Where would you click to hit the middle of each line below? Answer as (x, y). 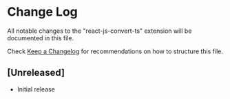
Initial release (36, 89)
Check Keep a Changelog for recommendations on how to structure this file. (115, 51)
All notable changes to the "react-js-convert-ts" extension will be (100, 31)
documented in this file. (41, 38)
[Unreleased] (36, 73)
